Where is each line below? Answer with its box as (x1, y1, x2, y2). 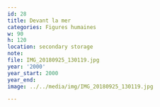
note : (7, 50, 23, 57)
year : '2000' (7, 63, 46, 70)
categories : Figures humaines (7, 23, 97, 30)
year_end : (7, 76, 37, 84)
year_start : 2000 (7, 69, 59, 77)
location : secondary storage (7, 43, 93, 50)
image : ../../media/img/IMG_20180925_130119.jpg (7, 83, 154, 90)
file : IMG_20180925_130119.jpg (7, 57, 100, 64)
